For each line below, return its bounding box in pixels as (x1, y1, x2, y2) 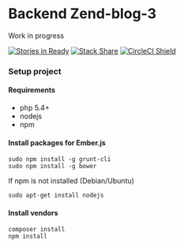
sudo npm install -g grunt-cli (8, 156, 111, 163)
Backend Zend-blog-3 (8, 5, 156, 23)
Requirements (8, 85, 56, 95)
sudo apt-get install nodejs (8, 191, 104, 200)
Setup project (8, 66, 62, 77)
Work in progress (8, 31, 65, 40)
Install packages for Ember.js (8, 137, 107, 147)
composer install (8, 226, 66, 234)
